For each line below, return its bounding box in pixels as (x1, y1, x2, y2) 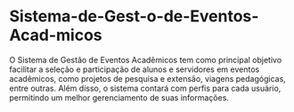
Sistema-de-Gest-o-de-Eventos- (9, 6, 259, 27)
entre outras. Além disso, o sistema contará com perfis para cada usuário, (9, 83, 282, 93)
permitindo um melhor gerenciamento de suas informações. (9, 92, 230, 103)
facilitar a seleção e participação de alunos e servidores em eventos (9, 64, 260, 75)
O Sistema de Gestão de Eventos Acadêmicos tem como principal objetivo (9, 54, 282, 65)
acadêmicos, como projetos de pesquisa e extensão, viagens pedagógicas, (9, 73, 287, 84)
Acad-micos (9, 25, 102, 45)
